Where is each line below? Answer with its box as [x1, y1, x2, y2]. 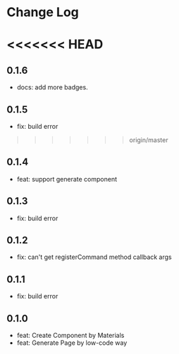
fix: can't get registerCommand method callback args [16, 253, 172, 261]
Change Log [6, 4, 79, 20]
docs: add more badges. [16, 83, 89, 91]
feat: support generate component [16, 175, 118, 183]
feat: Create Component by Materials [16, 331, 125, 340]
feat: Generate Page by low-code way [16, 339, 128, 347]
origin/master [129, 136, 168, 144]
